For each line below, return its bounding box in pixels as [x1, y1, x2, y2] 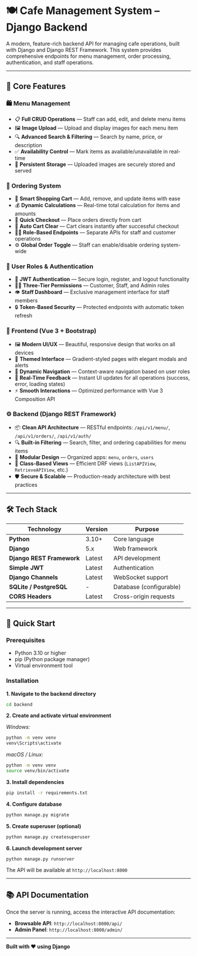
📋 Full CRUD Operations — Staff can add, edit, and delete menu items [14, 115, 186, 122]
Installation [6, 677, 39, 685]
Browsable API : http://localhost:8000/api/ [14, 920, 123, 927]
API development [113, 554, 161, 562]
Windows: [6, 723, 30, 731]
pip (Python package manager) [14, 656, 90, 663]
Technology [27, 525, 62, 533]
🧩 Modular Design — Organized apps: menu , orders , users [14, 453, 154, 460]
